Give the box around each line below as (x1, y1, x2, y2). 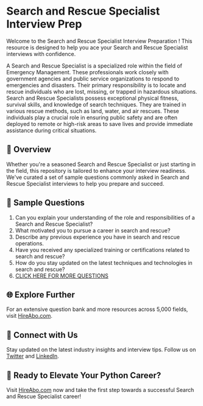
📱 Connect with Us (6, 330, 78, 340)
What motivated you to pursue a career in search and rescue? (15, 226, 171, 234)
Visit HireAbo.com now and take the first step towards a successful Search (6, 387, 194, 393)
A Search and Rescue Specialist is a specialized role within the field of (6, 62, 183, 69)
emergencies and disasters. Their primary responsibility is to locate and (6, 81, 187, 89)
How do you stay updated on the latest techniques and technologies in (15, 259, 193, 266)
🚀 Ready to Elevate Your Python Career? (6, 370, 162, 380)
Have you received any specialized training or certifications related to (15, 246, 190, 253)
